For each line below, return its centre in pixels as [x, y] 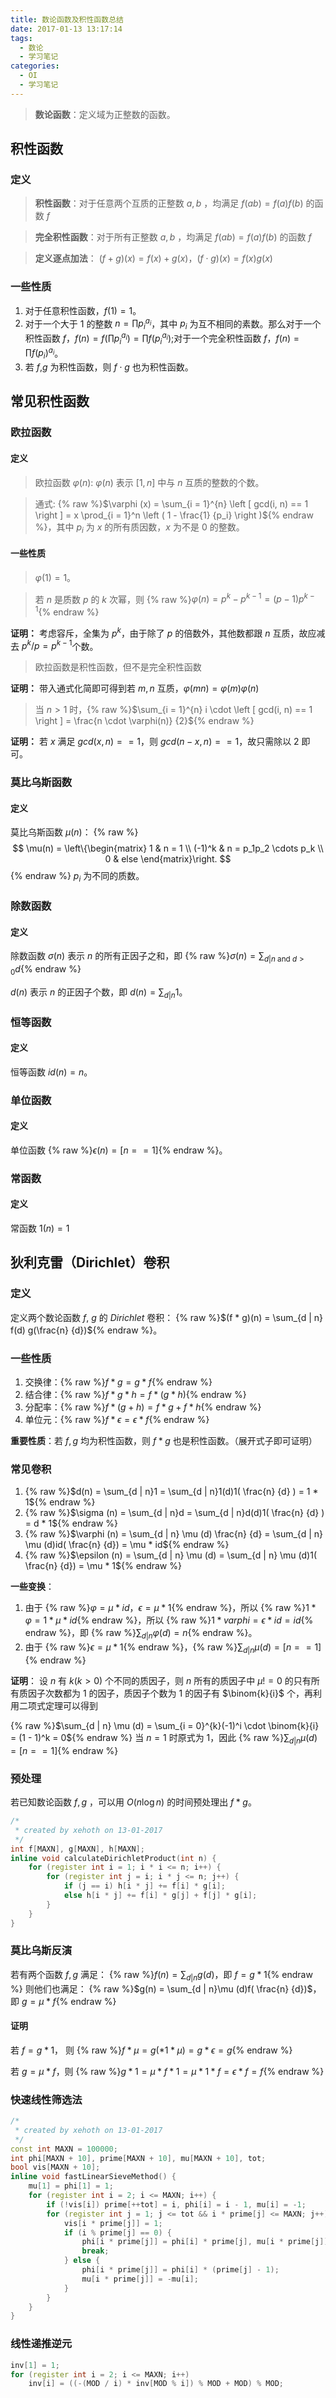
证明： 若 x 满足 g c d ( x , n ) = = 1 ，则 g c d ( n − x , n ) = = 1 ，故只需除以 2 [155, 742]
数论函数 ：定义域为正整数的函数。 [105, 114]
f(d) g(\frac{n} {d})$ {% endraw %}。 [86, 1330]
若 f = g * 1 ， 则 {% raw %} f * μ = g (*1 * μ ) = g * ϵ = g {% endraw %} [151, 2050]
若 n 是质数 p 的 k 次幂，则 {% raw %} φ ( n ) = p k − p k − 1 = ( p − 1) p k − [174, 598]
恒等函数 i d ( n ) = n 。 [51, 1072]
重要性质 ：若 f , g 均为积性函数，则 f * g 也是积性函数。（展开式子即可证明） [164, 1441]
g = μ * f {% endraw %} [69, 2001]
